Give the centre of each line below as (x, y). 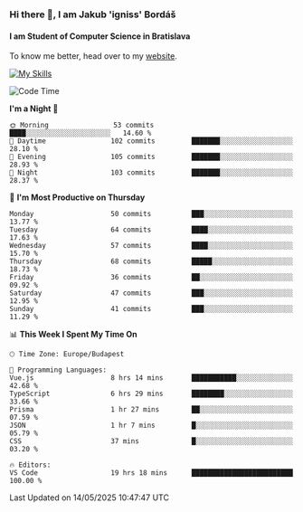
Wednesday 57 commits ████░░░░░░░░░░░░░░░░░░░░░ (151, 246)
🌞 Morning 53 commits (82, 126)
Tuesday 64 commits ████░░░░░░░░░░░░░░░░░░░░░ (151, 230)
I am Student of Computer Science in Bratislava (100, 36)
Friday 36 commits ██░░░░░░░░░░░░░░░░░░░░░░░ (151, 278)
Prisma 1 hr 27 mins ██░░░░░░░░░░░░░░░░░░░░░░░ (151, 410)
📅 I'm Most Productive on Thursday (77, 197)
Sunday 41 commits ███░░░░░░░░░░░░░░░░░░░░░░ (151, 309)
